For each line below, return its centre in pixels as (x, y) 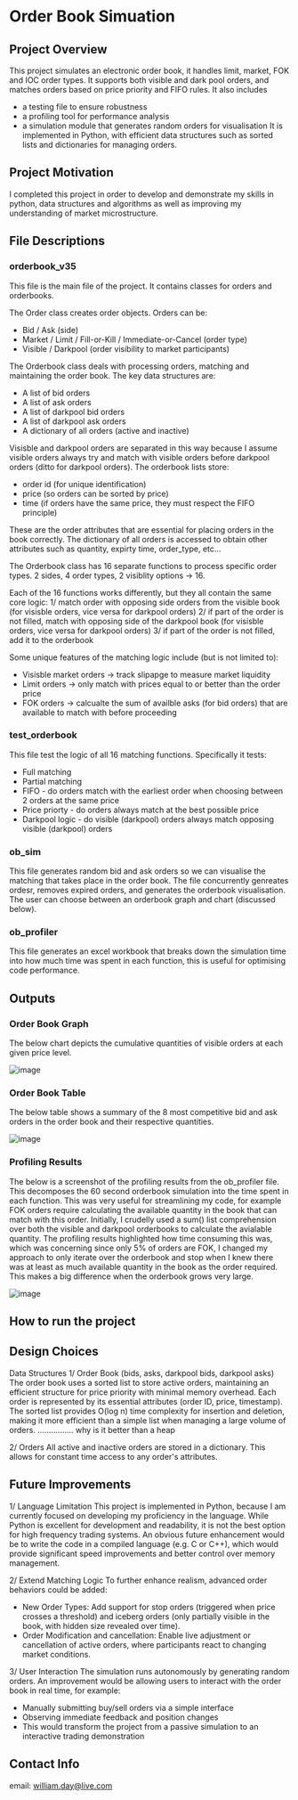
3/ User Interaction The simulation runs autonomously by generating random (149, 1671)
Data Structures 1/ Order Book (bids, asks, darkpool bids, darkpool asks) (142, 1372)
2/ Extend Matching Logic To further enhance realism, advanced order (138, 1580)
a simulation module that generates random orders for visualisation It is (152, 126)
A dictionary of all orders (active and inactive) (105, 430)
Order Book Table (48, 1093)
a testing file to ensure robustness (85, 107)
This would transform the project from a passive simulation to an (140, 1726)
